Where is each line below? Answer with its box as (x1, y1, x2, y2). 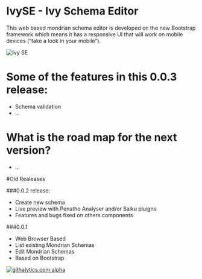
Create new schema (14, 199, 65, 206)
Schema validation (14, 103, 62, 110)
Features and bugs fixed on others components (14, 211, 133, 218)
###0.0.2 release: (6, 186, 51, 194)
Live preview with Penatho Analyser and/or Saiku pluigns (14, 205, 157, 212)
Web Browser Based (14, 235, 66, 242)
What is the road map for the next (6, 131, 177, 145)
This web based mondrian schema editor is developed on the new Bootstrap (6, 24, 196, 31)
